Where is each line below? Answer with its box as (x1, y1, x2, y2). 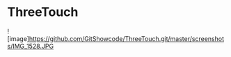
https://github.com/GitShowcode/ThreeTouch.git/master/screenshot (29, 34, 225, 42)
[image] (7, 34, 30, 42)
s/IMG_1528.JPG (7, 42, 54, 50)
